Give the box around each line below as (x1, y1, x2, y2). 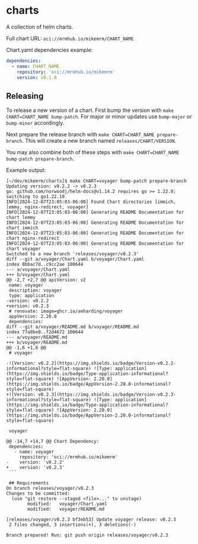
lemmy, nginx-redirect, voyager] (6, 204, 89, 210)
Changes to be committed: (6, 490, 70, 497)
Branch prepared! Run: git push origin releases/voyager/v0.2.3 (6, 532, 168, 539)
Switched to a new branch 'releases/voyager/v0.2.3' (6, 251, 139, 257)
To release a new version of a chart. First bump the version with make (6, 107, 174, 114)
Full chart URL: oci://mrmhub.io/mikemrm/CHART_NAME (6, 35, 134, 42)
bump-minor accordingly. (6, 120, 65, 127)
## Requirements (8, 480, 49, 486)
